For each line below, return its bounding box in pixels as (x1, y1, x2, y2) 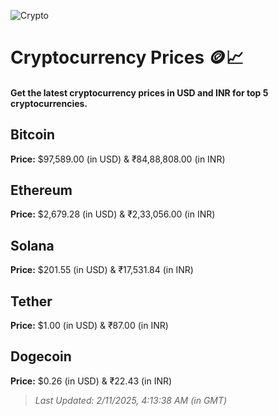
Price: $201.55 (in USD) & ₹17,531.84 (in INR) (10, 264, 194, 276)
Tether (10, 293, 53, 310)
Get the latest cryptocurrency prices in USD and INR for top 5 (10, 86, 269, 99)
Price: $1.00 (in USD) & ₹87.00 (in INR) (10, 320, 169, 332)
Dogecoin (10, 348, 72, 365)
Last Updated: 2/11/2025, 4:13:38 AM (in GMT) (34, 394, 228, 406)
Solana (10, 237, 55, 254)
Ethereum (10, 181, 73, 199)
